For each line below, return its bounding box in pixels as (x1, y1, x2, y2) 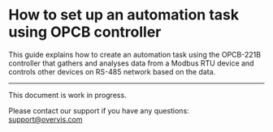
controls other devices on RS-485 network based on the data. (8, 66, 216, 76)
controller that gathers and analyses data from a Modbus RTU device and (8, 58, 254, 68)
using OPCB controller (8, 23, 162, 41)
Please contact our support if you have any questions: (8, 105, 189, 115)
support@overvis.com (8, 114, 83, 124)
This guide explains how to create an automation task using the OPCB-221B (8, 49, 262, 59)
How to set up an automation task (8, 6, 240, 24)
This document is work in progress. (8, 90, 128, 100)
